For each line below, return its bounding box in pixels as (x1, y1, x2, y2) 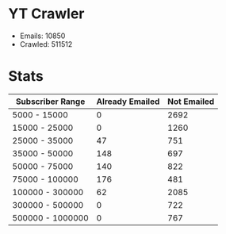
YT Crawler (8, 5, 85, 23)
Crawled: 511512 (19, 39, 73, 48)
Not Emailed (167, 96, 215, 107)
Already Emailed (96, 96, 160, 107)
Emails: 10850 (19, 31, 66, 40)
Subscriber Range (15, 96, 86, 107)
